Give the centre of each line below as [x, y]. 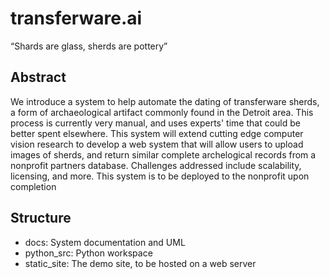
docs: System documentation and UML [105, 242]
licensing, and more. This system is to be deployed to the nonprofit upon [160, 176]
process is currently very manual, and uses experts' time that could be [155, 123]
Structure [41, 218]
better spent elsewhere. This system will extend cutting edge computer [157, 133]
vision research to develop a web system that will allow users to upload [157, 144]
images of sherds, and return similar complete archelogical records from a [163, 154]
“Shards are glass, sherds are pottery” [89, 46]
